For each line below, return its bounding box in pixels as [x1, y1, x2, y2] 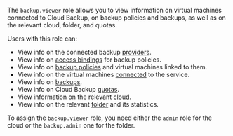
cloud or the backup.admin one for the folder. [7, 121, 135, 129]
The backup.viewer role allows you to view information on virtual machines [7, 6, 222, 14]
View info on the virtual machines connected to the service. [17, 70, 190, 79]
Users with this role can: [7, 34, 78, 43]
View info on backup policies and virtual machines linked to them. [17, 63, 208, 71]
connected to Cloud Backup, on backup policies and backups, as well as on [7, 13, 226, 22]
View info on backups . [17, 78, 83, 86]
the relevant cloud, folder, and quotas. [7, 21, 117, 29]
